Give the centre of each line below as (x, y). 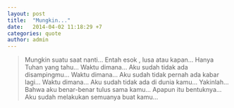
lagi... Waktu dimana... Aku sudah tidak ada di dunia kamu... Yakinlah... (127, 82)
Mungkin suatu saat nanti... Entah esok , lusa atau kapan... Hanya (119, 60)
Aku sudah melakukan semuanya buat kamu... (91, 97)
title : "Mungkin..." (39, 20)
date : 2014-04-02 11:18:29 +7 (55, 27)
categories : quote (34, 33)
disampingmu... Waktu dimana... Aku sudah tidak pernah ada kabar (122, 75)
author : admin (28, 40)
